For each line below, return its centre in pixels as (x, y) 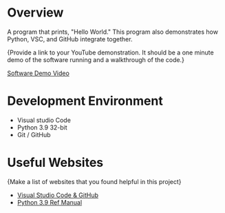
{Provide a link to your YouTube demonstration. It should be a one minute (111, 52)
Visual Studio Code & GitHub (57, 195)
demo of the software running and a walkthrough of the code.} (96, 59)
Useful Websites (55, 163)
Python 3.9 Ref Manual (50, 202)
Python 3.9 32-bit (42, 127)
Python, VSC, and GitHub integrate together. (70, 39)
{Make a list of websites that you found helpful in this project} (94, 181)
